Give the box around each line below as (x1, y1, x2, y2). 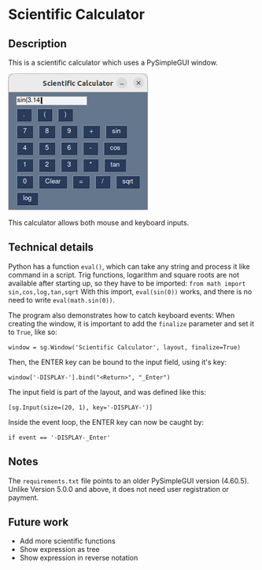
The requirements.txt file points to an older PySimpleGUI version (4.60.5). (8, 475, 249, 486)
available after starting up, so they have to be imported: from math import (8, 278, 246, 288)
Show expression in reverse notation (19, 553, 138, 563)
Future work (8, 516, 69, 529)
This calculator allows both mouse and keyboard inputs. (8, 218, 190, 227)
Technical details (8, 240, 94, 254)
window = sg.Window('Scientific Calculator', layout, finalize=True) (8, 343, 242, 352)
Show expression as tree (19, 545, 100, 554)
